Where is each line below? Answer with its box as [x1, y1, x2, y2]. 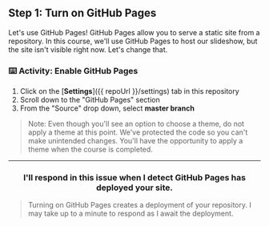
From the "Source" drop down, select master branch [19, 103, 195, 113]
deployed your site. [95, 182, 174, 193]
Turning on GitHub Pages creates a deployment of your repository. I [27, 200, 252, 210]
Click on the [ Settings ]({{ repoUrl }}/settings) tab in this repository [19, 87, 240, 96]
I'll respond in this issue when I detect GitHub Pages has [22, 172, 247, 184]
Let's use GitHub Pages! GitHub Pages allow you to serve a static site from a [8, 27, 260, 37]
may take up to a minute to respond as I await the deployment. [27, 208, 234, 219]
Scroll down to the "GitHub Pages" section [19, 95, 160, 105]
